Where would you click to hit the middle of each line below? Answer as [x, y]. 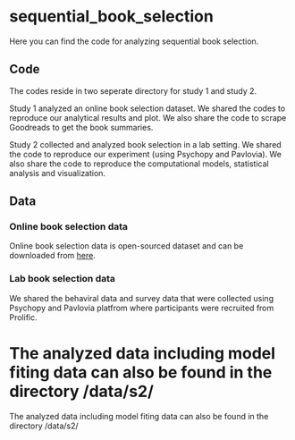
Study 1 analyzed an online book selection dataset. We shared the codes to [147, 108]
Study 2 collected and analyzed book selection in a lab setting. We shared [145, 144]
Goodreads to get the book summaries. [81, 127]
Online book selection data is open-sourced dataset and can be [126, 246]
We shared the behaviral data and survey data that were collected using [142, 298]
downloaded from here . [52, 256]
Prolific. [23, 317]
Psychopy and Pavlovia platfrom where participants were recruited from [142, 308]
